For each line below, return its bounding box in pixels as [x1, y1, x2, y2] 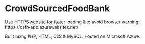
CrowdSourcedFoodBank [5, 3, 110, 14]
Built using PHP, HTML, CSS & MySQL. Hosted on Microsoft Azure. [5, 33, 140, 39]
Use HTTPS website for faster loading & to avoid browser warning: [5, 19, 140, 25]
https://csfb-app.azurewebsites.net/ [5, 24, 79, 29]
